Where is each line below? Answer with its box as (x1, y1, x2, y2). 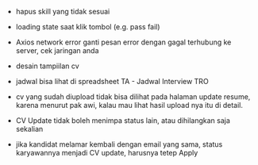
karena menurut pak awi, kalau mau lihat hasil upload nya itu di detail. (15, 101, 244, 109)
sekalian (15, 125, 44, 133)
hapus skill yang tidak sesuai (15, 7, 110, 16)
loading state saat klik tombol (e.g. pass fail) (15, 22, 160, 31)
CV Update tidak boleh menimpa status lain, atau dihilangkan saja (15, 116, 230, 125)
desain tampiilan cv (15, 61, 79, 71)
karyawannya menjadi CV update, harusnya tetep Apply (15, 148, 198, 157)
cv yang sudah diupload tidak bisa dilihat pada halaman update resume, (15, 92, 251, 102)
